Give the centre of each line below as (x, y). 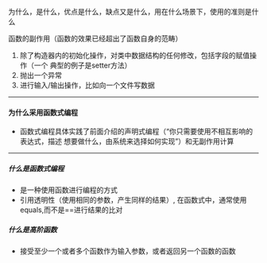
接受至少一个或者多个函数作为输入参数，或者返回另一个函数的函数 (128, 251)
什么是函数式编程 (36, 168)
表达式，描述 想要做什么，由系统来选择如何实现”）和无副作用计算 (127, 141)
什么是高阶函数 (33, 230)
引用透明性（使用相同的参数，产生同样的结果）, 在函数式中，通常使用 (133, 200)
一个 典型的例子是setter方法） (83, 65)
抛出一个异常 (41, 75)
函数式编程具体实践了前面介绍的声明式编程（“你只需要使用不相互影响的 (136, 131)
